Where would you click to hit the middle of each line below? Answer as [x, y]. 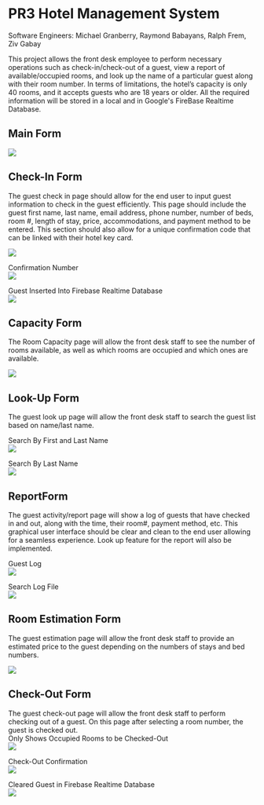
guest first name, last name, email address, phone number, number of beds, [131, 212]
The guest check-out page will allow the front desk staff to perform [117, 713]
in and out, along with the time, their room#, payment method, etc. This [123, 523]
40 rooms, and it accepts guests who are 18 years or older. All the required [129, 92]
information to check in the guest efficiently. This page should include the [127, 204]
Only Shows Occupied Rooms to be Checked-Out [88, 738]
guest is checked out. [43, 730]
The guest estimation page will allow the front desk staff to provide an [121, 638]
